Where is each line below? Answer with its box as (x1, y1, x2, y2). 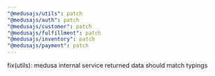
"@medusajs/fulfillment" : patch (7, 29, 101, 37)
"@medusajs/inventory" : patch (7, 36, 96, 43)
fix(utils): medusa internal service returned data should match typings (7, 61, 208, 69)
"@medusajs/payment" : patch (7, 42, 89, 49)
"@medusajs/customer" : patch (7, 23, 92, 30)
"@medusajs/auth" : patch (7, 17, 80, 23)
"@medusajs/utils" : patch (7, 10, 82, 17)
